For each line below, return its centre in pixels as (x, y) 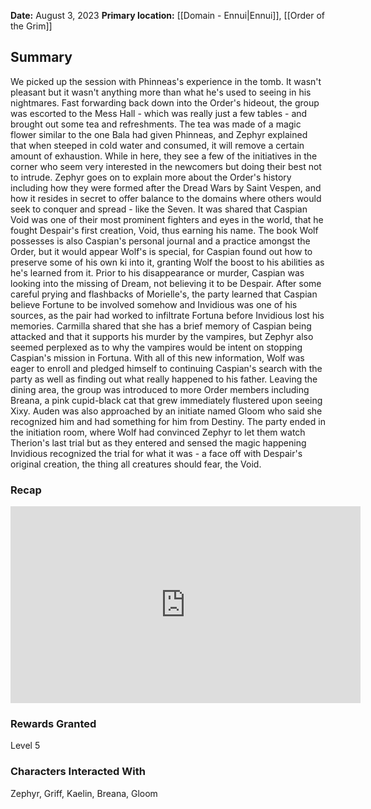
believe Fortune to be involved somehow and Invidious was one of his (154, 304)
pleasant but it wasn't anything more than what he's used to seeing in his (161, 92)
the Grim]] (31, 26)
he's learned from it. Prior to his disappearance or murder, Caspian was (157, 272)
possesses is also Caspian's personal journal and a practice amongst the (160, 241)
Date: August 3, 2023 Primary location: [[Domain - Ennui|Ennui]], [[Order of (168, 15)
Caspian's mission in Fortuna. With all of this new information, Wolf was (157, 357)
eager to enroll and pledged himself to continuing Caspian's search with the (166, 368)
